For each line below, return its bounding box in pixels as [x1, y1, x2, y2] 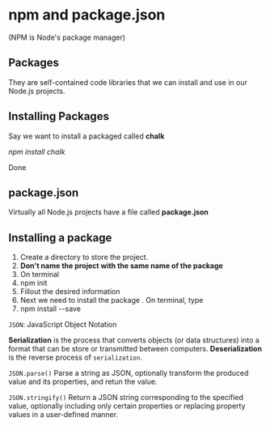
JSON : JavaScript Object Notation [8, 320, 117, 330]
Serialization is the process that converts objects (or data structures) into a [8, 335, 260, 345]
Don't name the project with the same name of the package [19, 261, 224, 271]
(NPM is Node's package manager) [8, 32, 126, 42]
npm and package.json [8, 6, 166, 24]
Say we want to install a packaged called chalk [8, 131, 165, 141]
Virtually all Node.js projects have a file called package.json [8, 207, 209, 217]
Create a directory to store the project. [19, 253, 149, 262]
